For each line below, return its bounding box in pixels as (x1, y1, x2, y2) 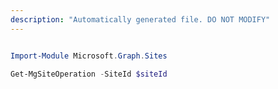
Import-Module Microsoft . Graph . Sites (10, 51, 168, 61)
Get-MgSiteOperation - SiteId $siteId (10, 69, 168, 79)
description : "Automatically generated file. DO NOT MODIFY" (10, 14, 271, 25)
